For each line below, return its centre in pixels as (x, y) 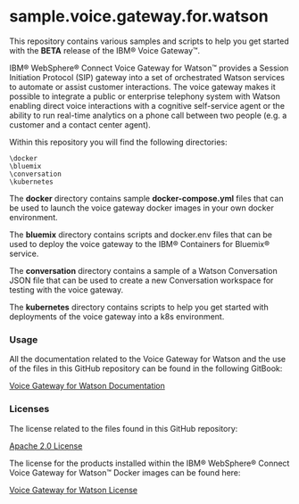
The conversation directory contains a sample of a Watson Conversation (144, 270)
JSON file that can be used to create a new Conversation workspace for (141, 280)
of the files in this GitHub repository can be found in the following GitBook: (146, 368)
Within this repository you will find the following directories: (118, 142)
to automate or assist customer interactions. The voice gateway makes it (143, 87)
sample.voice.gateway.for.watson (139, 17)
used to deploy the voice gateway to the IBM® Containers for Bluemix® (140, 244)
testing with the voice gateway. (66, 289)
